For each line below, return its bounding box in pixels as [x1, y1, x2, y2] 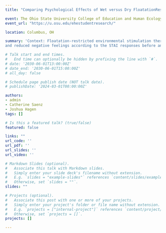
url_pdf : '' [5, 143, 30, 148]
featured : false [5, 125, 39, 130]
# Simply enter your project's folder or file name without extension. [5, 202, 161, 207]
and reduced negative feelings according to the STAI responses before [5, 43, 156, 48]
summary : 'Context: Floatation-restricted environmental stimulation [5, 39, 152, 44]
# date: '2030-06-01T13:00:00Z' [5, 61, 72, 66]
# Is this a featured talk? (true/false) [5, 120, 92, 125]
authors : [5, 93, 23, 98]
